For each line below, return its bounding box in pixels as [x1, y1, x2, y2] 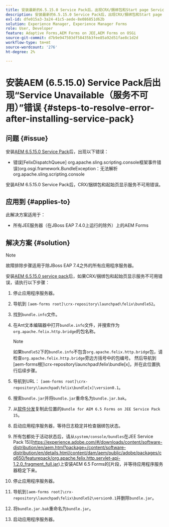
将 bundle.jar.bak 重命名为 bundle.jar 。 [13, 505, 94, 512]
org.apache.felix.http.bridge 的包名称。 [13, 328, 98, 334]
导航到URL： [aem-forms [13, 378, 63, 384]
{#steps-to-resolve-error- [43, 102, 154, 113]
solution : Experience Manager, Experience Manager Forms [6, 21, 127, 27]
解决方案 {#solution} [6, 238, 71, 247]
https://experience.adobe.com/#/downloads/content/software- [32, 439, 162, 445]
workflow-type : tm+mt [6, 40, 51, 45]
